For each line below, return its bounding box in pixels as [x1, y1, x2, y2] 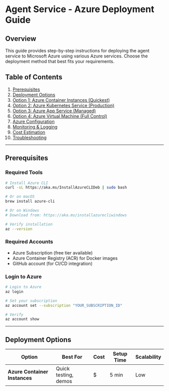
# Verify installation [5, 222, 53, 227]
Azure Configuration [12, 118, 55, 124]
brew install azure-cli [5, 199, 55, 204]
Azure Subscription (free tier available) [12, 249, 93, 255]
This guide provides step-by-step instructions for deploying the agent [5, 48, 150, 53]
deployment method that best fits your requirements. [5, 58, 115, 64]
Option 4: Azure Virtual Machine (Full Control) [12, 113, 107, 119]
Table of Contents [5, 73, 63, 82]
